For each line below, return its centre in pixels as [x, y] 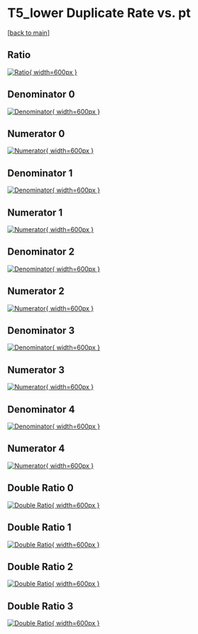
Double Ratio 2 [40, 566]
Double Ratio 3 [40, 606]
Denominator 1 [40, 173]
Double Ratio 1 [39, 527]
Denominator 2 [41, 252]
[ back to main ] [28, 33]
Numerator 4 [36, 449]
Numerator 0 [36, 134]
